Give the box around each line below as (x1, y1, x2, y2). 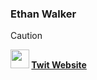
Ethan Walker (10, 7, 77, 21)
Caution (10, 30, 43, 42)
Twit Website (31, 59, 87, 71)
